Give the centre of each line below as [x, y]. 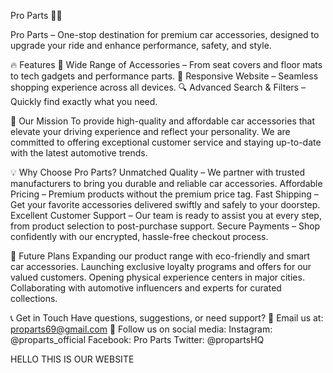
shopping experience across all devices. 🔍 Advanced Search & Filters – [158, 87]
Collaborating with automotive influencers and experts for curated [146, 288]
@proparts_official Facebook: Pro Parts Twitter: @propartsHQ [137, 339]
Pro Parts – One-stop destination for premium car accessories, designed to [165, 34]
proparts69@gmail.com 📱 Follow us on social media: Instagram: [141, 329]
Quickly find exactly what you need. [84, 101]
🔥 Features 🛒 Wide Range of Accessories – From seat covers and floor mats [166, 64]
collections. [34, 298]
